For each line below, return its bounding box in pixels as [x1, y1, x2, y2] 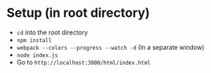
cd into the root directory [16, 28, 88, 36]
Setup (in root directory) [6, 5, 150, 21]
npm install [16, 36, 52, 44]
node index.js [16, 51, 58, 59]
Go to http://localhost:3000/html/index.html [16, 58, 151, 66]
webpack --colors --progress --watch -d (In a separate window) [16, 43, 205, 51]
